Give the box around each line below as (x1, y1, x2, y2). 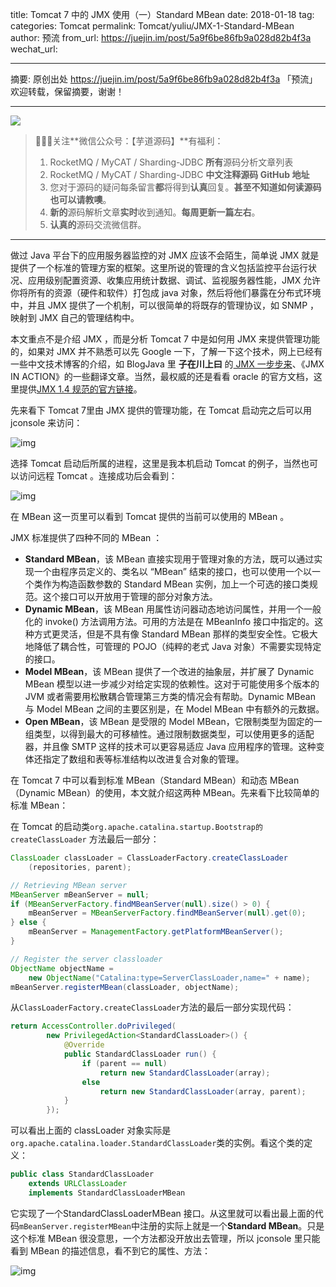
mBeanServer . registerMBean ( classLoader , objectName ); (10, 982, 240, 992)
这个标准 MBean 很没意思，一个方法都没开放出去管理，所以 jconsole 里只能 (10, 1232, 321, 1244)
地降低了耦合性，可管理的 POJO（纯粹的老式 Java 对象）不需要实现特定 (24, 641, 322, 652)
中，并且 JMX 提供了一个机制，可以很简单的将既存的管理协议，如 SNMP (10, 299, 308, 311)
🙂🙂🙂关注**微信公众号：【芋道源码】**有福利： (34, 135, 224, 147)
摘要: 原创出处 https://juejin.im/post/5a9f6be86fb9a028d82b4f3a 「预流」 (10, 73, 318, 85)
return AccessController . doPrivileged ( (10, 1021, 177, 1032)
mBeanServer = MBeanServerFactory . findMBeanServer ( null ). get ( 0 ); (28, 908, 307, 918)
